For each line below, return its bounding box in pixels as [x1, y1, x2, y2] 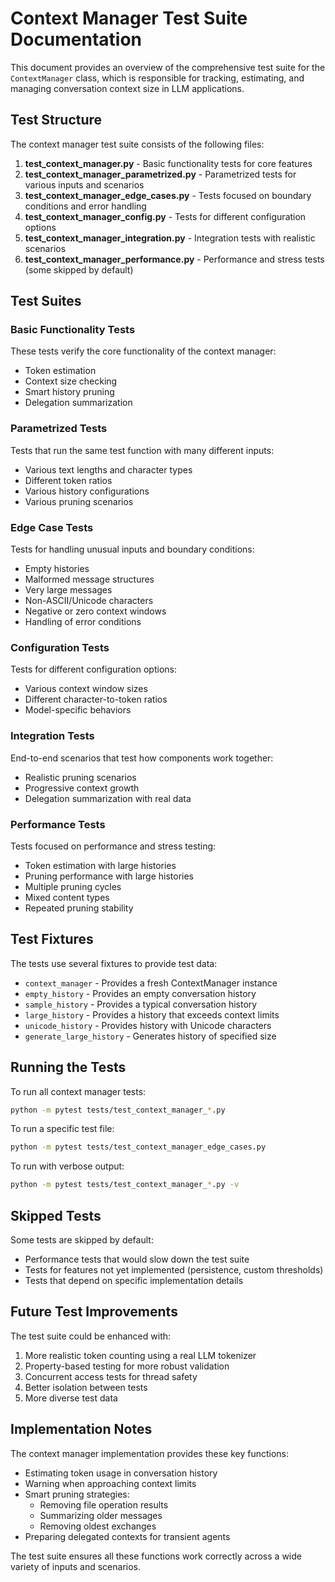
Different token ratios [24, 474, 113, 486]
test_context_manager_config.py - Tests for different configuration [24, 210, 307, 222]
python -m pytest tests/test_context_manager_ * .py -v [10, 1180, 240, 1190]
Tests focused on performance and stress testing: [10, 840, 217, 852]
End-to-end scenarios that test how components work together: [10, 752, 274, 764]
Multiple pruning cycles [24, 880, 122, 892]
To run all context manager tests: [10, 1085, 147, 1097]
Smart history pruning [24, 386, 115, 398]
